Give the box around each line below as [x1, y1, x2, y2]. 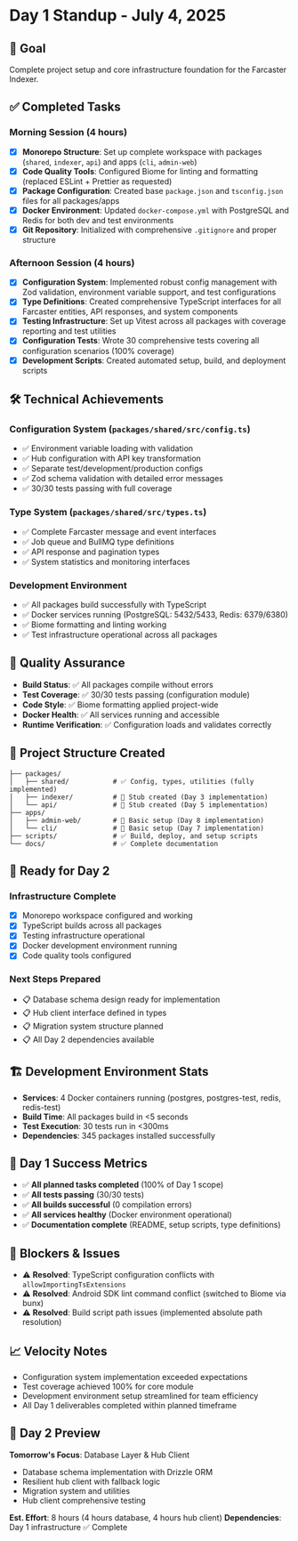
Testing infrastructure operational [21, 931, 145, 941]
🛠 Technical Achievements [9, 392, 165, 407]
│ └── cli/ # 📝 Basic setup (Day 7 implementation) [9, 824, 265, 833]
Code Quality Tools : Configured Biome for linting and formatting [21, 165, 259, 176]
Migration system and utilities [21, 1485, 131, 1496]
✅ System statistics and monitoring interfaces [21, 556, 190, 567]
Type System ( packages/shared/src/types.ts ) [9, 506, 207, 519]
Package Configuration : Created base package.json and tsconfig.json [21, 185, 284, 196]
